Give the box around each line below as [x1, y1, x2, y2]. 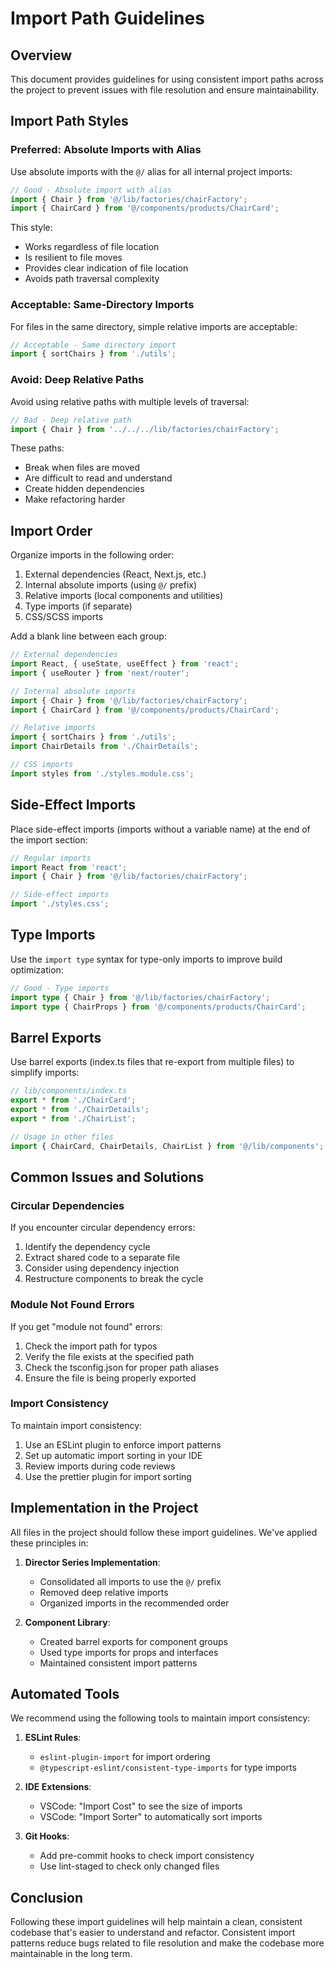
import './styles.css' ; [10, 899, 110, 909]
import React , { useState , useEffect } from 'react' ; [10, 659, 240, 669]
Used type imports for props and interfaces [39, 1646, 219, 1658]
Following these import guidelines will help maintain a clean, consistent [10, 1916, 303, 1928]
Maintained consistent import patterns [39, 1657, 198, 1669]
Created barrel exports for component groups [39, 1635, 228, 1647]
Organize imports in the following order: [10, 549, 175, 561]
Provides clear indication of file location [24, 262, 189, 274]
